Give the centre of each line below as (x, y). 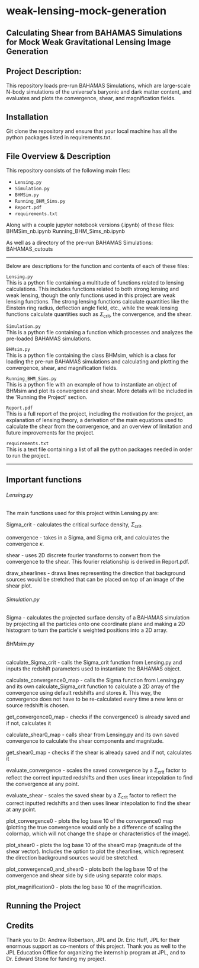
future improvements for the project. (50, 432)
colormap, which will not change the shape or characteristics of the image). (98, 833)
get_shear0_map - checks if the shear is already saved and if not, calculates (99, 752)
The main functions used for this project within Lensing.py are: (82, 513)
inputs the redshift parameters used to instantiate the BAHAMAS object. (94, 669)
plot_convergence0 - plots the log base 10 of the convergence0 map (90, 821)
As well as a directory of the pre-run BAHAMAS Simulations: (80, 243)
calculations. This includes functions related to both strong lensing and (93, 289)
